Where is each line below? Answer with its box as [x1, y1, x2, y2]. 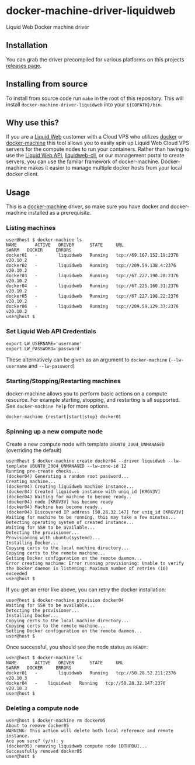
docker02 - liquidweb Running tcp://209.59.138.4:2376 [6, 263, 176, 268]
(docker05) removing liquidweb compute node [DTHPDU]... [6, 743, 148, 749]
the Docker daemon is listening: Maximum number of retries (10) [6, 566, 168, 571]
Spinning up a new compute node [6, 428, 103, 435]
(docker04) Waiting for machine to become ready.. [6, 494, 132, 500]
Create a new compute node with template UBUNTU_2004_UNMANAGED [6, 440, 165, 448]
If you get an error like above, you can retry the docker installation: [6, 586, 166, 593]
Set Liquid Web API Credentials [6, 328, 96, 336]
